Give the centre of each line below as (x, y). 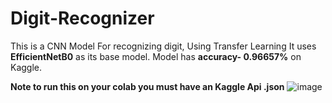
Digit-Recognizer (82, 18)
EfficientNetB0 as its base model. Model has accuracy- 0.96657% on (156, 56)
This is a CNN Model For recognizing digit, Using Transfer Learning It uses (163, 46)
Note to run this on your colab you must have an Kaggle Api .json (147, 86)
